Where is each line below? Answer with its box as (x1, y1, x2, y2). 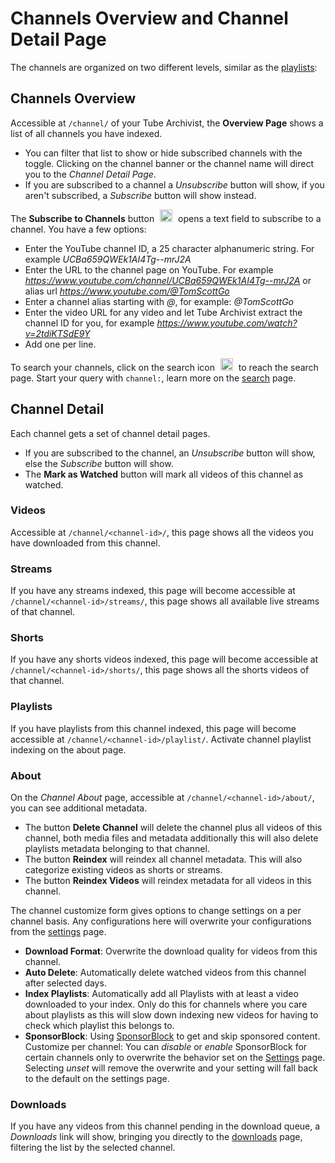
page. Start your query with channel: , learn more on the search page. (10, 372, 297, 384)
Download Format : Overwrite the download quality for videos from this (24, 945, 318, 957)
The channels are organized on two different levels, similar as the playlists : (10, 61, 318, 73)
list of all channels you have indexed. (10, 127, 163, 139)
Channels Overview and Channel (10, 7, 289, 30)
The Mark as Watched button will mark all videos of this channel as (24, 468, 304, 480)
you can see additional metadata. (10, 802, 148, 814)
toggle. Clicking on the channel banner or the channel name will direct (24, 157, 314, 169)
